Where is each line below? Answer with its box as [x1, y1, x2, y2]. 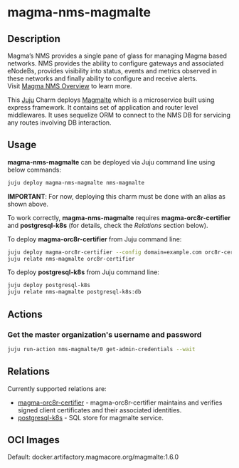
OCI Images [7, 434, 60, 446]
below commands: [7, 165, 62, 174]
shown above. [7, 199, 48, 208]
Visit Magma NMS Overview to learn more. [7, 82, 133, 90]
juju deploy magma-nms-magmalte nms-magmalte [7, 179, 144, 186]
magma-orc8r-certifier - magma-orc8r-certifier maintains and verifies [17, 398, 223, 407]
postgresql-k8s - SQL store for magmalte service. [17, 413, 164, 422]
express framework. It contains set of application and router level [7, 103, 198, 111]
